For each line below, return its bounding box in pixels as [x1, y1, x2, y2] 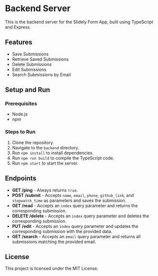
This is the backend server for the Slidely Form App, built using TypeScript [5, 19, 154, 25]
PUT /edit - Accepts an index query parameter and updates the [12, 223, 139, 229]
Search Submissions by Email [12, 71, 71, 78]
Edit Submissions [12, 66, 47, 72]
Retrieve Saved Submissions [12, 56, 69, 62]
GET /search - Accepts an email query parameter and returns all [12, 233, 141, 239]
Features [5, 38, 32, 47]
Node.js [12, 111, 28, 117]
